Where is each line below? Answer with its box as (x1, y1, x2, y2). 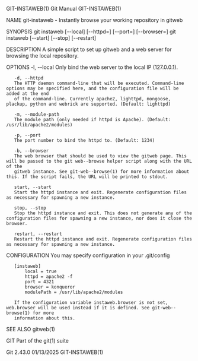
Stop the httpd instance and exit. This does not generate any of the (14, 210, 193, 216)
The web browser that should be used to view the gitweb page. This (14, 153, 187, 159)
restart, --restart (14, 231, 62, 237)
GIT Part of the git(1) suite (6, 337, 69, 344)
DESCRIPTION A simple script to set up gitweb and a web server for (6, 46, 172, 53)
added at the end (6, 91, 49, 97)
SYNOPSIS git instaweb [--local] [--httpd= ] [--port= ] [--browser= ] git (6, 28, 176, 35)
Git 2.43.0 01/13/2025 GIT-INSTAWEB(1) (6, 349, 104, 356)
